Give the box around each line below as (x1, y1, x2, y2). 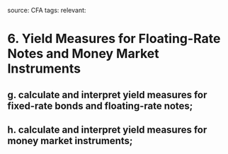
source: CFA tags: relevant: (7, 6, 86, 14)
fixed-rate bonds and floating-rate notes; (7, 100, 193, 112)
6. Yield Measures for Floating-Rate (7, 31, 221, 47)
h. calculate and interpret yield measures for (7, 124, 207, 136)
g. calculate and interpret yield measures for (7, 88, 207, 101)
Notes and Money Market (7, 46, 159, 62)
